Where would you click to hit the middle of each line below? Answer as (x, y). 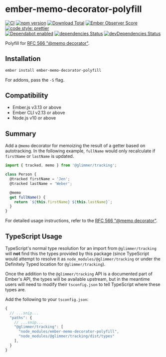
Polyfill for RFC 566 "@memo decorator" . (47, 43)
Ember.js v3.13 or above (37, 108)
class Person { (21, 175)
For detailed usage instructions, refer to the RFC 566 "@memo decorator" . (82, 221)
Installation (23, 59)
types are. (15, 289)
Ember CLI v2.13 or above (39, 113)
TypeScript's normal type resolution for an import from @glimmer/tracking (81, 248)
